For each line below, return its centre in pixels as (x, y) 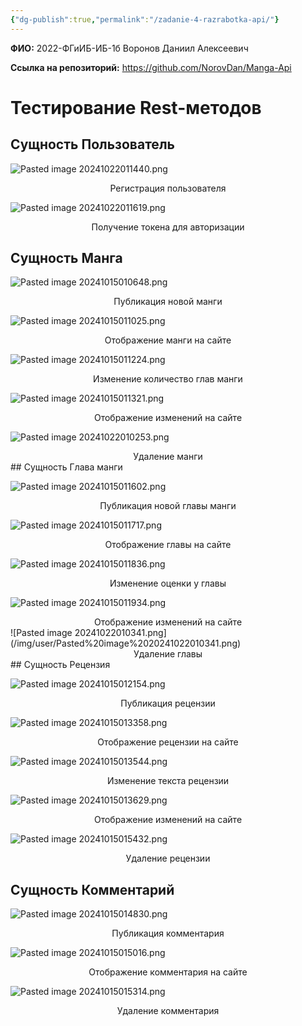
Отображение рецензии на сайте (168, 742)
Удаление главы (168, 654)
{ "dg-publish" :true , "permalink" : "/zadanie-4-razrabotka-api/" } (145, 19)
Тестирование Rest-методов (136, 107)
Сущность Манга (66, 258)
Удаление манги (168, 457)
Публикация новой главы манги (168, 506)
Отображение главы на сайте (168, 545)
